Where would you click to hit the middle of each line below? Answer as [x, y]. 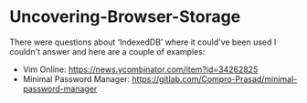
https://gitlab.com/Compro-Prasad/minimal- [215, 78]
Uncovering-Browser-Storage [125, 17]
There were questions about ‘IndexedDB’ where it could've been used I [143, 42]
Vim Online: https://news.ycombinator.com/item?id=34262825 [140, 69]
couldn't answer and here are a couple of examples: [107, 51]
